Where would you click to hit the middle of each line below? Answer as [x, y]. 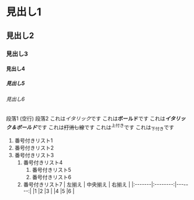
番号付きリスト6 [52, 177]
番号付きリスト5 [51, 170]
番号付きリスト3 [34, 155]
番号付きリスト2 [34, 148]
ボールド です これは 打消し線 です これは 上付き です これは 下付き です [95, 127]
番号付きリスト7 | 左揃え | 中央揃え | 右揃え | [77, 185]
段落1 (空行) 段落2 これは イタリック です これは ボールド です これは [86, 118]
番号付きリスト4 [43, 162]
